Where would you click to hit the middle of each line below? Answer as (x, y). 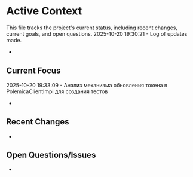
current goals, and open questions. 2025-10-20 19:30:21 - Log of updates (97, 33)
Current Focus (33, 71)
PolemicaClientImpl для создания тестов (57, 91)
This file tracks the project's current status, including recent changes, (92, 28)
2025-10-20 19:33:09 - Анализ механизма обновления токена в (87, 85)
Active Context (44, 11)
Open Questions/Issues (51, 155)
